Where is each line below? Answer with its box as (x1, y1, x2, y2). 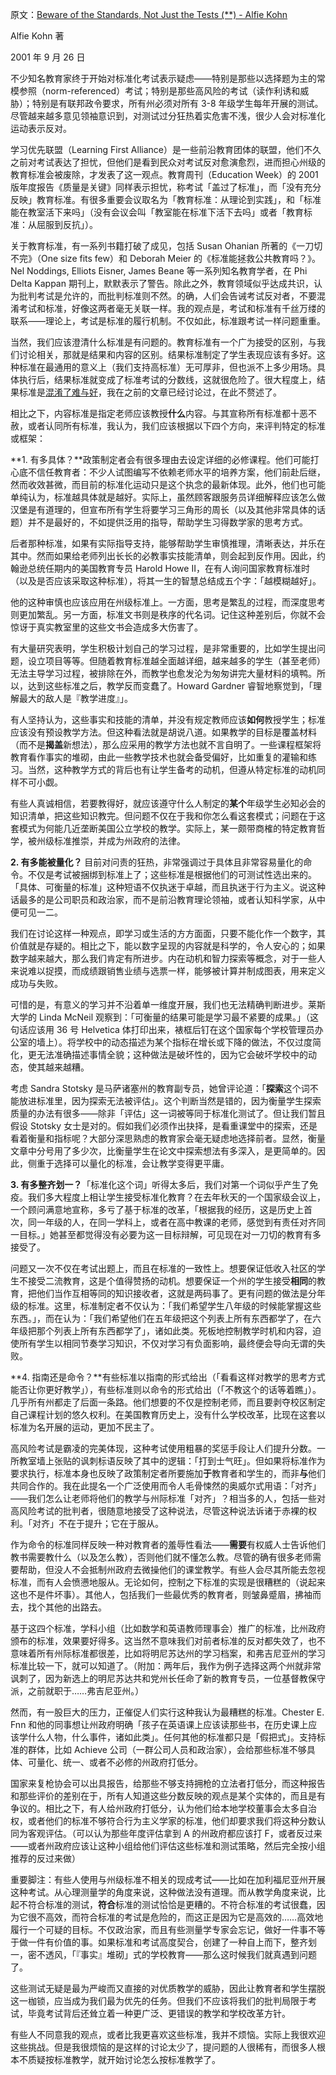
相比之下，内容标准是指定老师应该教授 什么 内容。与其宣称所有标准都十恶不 (10, 408, 317, 419)
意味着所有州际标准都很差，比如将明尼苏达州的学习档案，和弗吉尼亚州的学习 (10, 1648, 326, 1659)
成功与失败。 (10, 978, 63, 989)
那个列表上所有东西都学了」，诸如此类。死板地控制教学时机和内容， (36, 1325, 313, 1337)
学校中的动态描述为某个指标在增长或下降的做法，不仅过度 (75, 1036, 313, 1048)
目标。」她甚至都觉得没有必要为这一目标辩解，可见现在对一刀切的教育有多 (18, 1229, 322, 1240)
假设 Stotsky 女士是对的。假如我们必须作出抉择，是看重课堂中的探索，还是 (10, 1120, 318, 1132)
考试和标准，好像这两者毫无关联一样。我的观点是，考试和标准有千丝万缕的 (18, 303, 326, 314)
